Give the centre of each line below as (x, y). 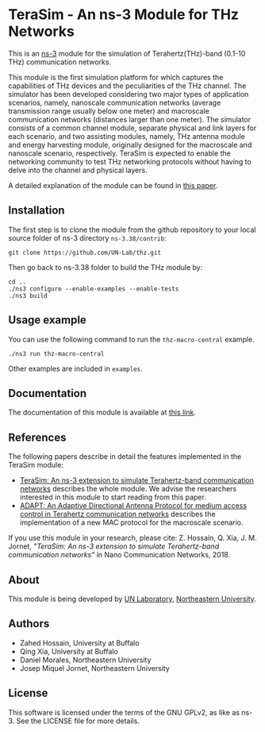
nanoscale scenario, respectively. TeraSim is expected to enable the (120, 153)
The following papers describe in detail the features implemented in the (125, 457)
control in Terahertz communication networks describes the (117, 514)
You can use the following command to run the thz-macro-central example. (132, 339)
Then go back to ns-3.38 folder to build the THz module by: (106, 267)
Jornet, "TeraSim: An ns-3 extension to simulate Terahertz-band (114, 546)
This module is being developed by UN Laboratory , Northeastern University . (132, 599)
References (37, 437)
